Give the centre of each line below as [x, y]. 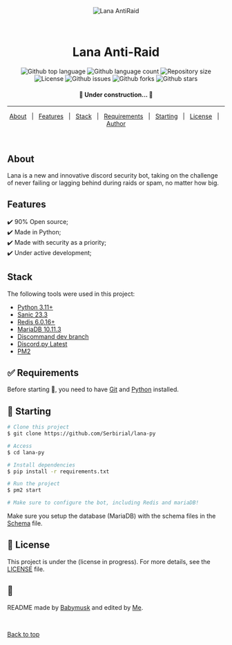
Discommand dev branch [53, 336]
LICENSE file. [26, 569]
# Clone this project [38, 427]
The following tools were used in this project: [71, 294]
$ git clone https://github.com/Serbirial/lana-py [81, 434]
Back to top [23, 634]
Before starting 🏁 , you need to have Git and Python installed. [93, 389]
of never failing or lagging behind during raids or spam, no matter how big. [113, 183]
